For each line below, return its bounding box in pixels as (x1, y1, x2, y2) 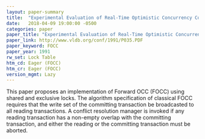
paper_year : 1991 (6, 49, 51, 55)
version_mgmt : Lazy (6, 71, 56, 77)
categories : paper (6, 26, 53, 32)
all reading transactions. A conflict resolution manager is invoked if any (6, 107, 185, 115)
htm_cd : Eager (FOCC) (6, 60, 62, 66)
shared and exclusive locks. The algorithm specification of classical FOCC (6, 94, 193, 102)
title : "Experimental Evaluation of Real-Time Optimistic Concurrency (6, 15, 192, 21)
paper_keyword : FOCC (6, 43, 59, 49)
